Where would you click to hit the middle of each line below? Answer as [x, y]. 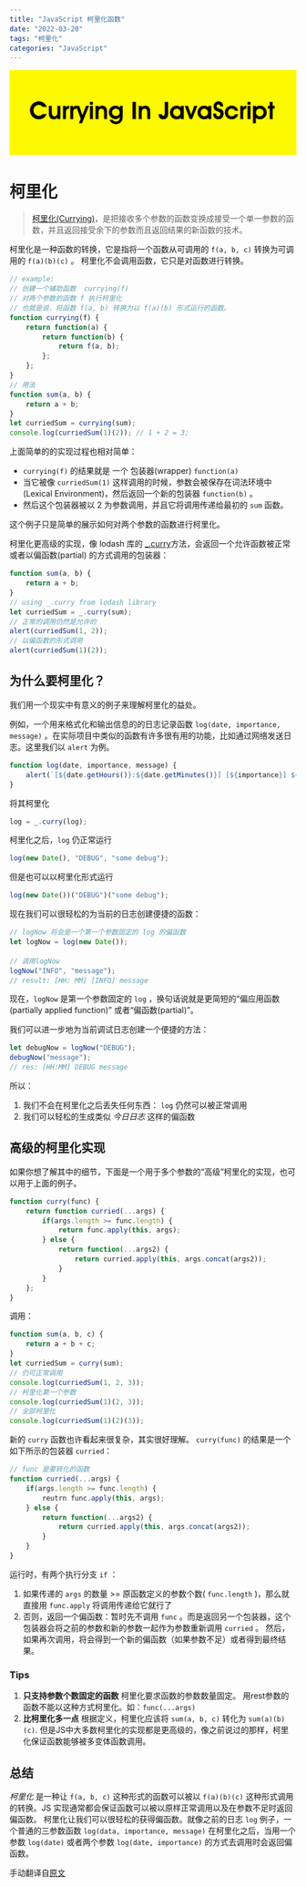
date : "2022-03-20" [46, 29]
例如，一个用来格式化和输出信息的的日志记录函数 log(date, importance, [145, 723]
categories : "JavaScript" [58, 48]
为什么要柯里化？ [57, 681]
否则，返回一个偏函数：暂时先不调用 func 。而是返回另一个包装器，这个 [157, 1616]
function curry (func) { [55, 1201]
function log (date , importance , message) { [93, 765]
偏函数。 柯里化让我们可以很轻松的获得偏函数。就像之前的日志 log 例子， [147, 1820]
